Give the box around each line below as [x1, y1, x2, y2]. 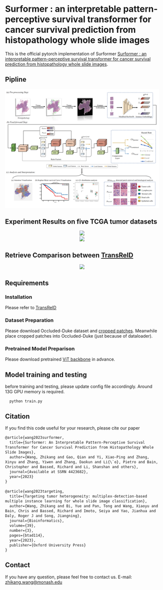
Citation [5, 412, 30, 420]
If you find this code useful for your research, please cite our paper [5, 425, 140, 431]
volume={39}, [9, 523, 36, 528]
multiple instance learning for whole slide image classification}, [5, 499, 147, 504]
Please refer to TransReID [5, 304, 57, 310]
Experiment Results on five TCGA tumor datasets [5, 217, 158, 226]
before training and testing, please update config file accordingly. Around [5, 384, 153, 389]
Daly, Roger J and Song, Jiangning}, [5, 514, 82, 519]
